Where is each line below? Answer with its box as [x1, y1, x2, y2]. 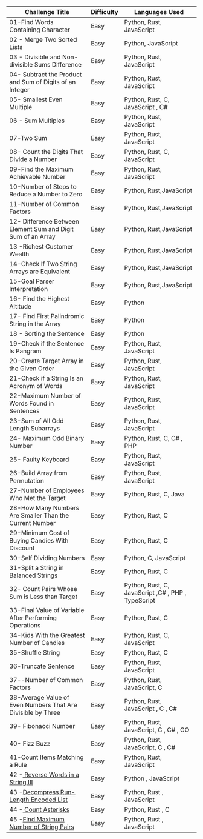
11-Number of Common [9, 200, 80, 208]
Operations [9, 621, 41, 629]
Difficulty [90, 8, 119, 16]
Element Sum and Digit [9, 225, 74, 233]
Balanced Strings [9, 571, 58, 580]
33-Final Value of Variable [9, 606, 85, 614]
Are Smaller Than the [9, 512, 69, 520]
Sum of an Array [9, 233, 56, 241]
